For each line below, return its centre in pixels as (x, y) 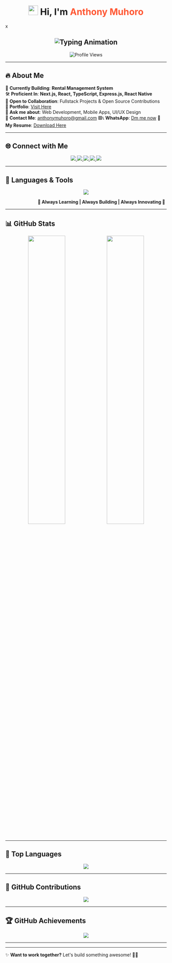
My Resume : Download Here (36, 125)
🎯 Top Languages (34, 854)
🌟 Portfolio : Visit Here (28, 106)
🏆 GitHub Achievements (46, 921)
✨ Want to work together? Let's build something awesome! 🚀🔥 (72, 955)
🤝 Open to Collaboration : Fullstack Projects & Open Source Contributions (83, 101)
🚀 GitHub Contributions (43, 887)
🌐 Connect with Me (37, 146)
